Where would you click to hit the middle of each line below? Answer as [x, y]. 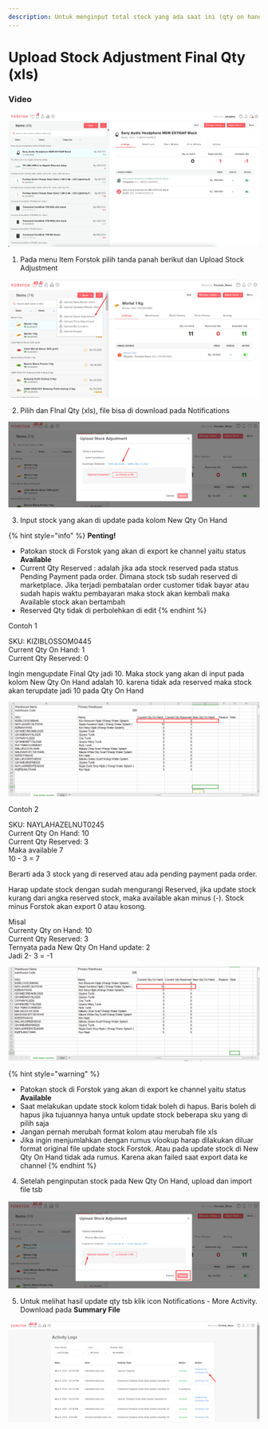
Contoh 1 [23, 625]
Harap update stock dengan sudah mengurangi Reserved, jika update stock [132, 890]
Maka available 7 [36, 850]
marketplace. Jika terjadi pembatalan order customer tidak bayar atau [134, 585]
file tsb [31, 1189]
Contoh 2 [24, 809]
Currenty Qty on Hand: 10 [50, 931]
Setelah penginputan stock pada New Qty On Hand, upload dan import [136, 1181]
